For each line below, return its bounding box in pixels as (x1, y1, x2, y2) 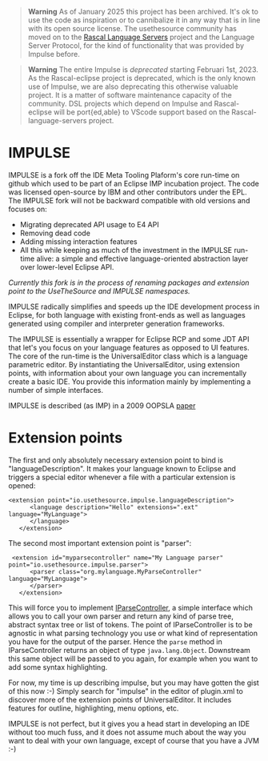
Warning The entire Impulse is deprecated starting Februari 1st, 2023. (27, 65, 258, 74)
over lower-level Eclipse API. (19, 262, 114, 271)
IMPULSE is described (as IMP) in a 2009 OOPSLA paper (8, 400, 196, 411)
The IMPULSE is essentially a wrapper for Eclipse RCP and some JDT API (8, 334, 250, 343)
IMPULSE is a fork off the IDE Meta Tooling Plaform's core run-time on (8, 170, 240, 179)
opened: (8, 480, 36, 491)
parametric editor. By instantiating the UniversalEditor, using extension (8, 359, 240, 369)
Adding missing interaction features (19, 236, 138, 246)
